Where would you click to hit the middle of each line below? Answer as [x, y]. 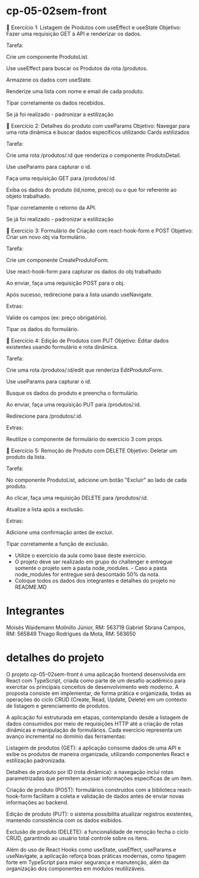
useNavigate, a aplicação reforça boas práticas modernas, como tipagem [96, 856]
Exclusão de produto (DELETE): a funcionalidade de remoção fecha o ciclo [97, 832]
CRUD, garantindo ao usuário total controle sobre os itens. [77, 838]
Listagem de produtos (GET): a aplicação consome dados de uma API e [94, 748]
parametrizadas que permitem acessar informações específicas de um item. [99, 778]
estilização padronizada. [36, 760]
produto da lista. [26, 457]
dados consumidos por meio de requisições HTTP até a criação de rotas [95, 723]
